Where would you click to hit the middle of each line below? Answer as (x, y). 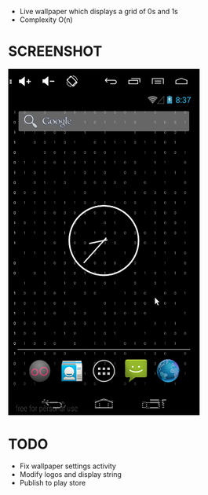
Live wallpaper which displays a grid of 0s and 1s (99, 11)
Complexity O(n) (46, 20)
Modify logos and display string (70, 474)
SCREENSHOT (55, 51)
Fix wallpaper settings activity (68, 466)
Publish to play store (53, 482)
